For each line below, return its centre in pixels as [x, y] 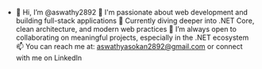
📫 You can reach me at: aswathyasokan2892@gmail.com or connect [129, 46]
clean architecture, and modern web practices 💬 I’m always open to [126, 29]
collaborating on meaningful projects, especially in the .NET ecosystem [132, 37]
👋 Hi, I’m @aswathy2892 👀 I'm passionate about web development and [132, 12]
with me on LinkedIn [49, 58]
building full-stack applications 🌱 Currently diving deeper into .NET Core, [135, 21]
